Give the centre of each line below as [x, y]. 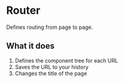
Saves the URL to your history [52, 67]
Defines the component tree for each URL [66, 60]
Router [23, 11]
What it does [31, 46]
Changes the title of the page [51, 73]
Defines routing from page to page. [50, 27]
